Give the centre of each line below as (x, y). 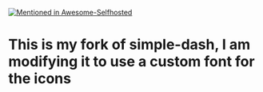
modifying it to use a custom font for (131, 62)
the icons (40, 79)
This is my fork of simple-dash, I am (130, 45)
